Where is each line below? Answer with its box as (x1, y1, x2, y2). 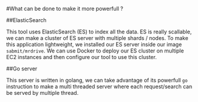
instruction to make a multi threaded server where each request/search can (6, 83, 193, 90)
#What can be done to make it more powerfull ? (6, 5, 124, 12)
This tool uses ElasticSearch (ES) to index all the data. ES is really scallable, (6, 28, 192, 35)
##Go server (6, 65, 38, 72)
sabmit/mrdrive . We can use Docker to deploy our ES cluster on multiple (6, 47, 184, 54)
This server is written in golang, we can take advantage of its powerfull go (6, 77, 188, 84)
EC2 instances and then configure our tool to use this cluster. (6, 54, 157, 60)
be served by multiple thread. (6, 89, 79, 96)
